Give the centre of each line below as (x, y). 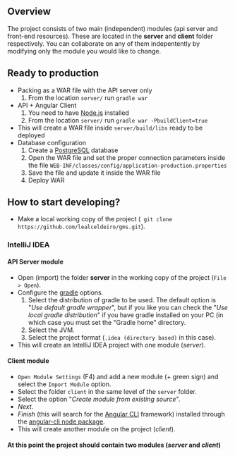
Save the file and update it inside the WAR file (94, 173)
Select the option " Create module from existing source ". (99, 399)
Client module (28, 361)
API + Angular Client (47, 105)
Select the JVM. (52, 330)
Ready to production (53, 73)
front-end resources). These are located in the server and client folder (110, 36)
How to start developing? (64, 203)
